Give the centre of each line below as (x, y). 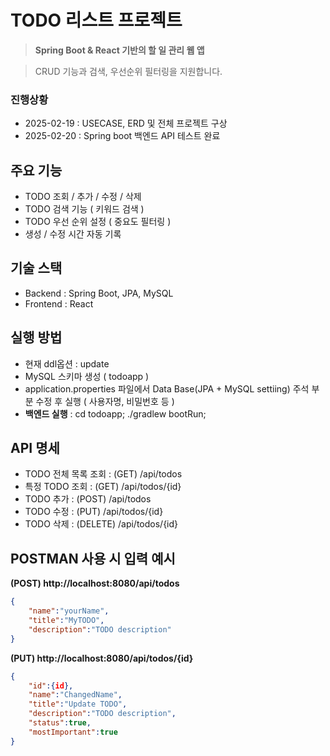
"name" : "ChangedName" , (75, 695)
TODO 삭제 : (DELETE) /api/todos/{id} (101, 524)
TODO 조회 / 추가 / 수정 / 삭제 (83, 197)
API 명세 (35, 448)
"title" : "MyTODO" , (66, 621)
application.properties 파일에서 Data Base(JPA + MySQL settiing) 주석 (167, 388)
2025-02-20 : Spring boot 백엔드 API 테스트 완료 (122, 136)
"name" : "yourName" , (69, 611)
